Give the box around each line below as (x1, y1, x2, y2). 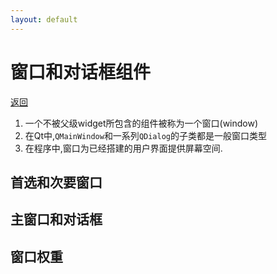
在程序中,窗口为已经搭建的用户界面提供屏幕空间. (24, 142, 223, 154)
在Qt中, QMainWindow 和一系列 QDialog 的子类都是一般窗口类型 (24, 129, 267, 141)
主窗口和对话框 (10, 211, 103, 228)
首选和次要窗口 (10, 174, 103, 191)
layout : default (10, 14, 78, 25)
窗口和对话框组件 (10, 61, 152, 83)
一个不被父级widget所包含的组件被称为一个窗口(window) (24, 117, 259, 129)
